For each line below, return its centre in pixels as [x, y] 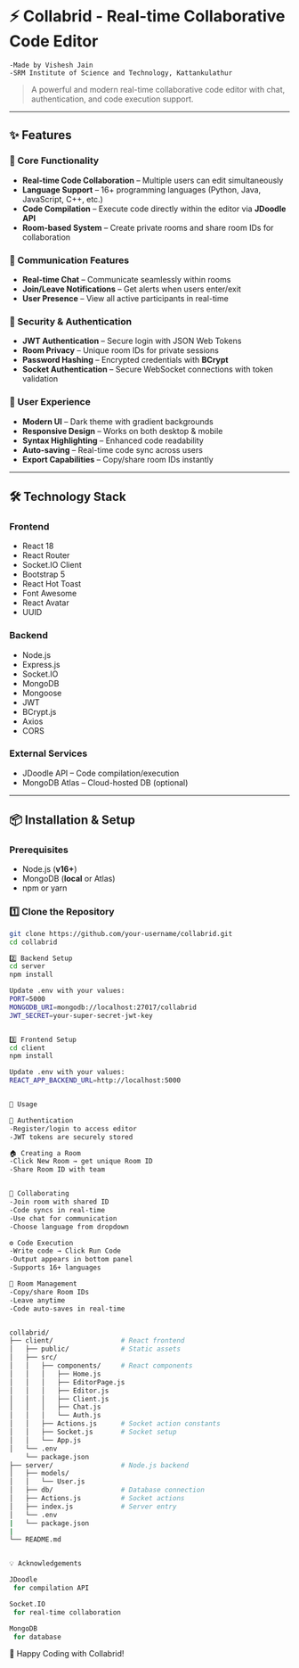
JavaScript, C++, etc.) [63, 199]
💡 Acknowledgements [46, 1564]
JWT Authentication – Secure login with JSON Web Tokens [132, 341]
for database [37, 1637]
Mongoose [42, 693]
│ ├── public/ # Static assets [95, 1349]
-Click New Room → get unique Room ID [81, 1162]
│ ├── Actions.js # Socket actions [97, 1499]
